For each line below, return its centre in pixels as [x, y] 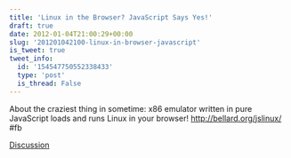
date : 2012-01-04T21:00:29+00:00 [71, 34]
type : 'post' [41, 75]
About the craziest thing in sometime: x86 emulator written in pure [131, 108]
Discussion [29, 145]
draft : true [31, 26]
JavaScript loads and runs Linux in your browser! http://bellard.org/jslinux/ [145, 118]
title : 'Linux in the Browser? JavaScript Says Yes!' [111, 17]
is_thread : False [49, 83]
